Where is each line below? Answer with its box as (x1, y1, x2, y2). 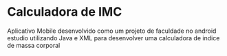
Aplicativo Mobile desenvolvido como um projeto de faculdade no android (7, 27, 217, 35)
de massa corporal (7, 41, 61, 49)
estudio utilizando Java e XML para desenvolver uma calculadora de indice (7, 33, 220, 42)
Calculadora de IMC (7, 4, 122, 20)
